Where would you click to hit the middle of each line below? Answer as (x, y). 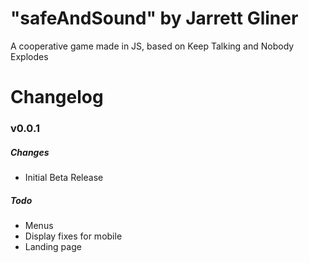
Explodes (29, 56)
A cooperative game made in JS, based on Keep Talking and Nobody (152, 46)
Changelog (57, 97)
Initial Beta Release (64, 178)
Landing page (53, 246)
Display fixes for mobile (73, 236)
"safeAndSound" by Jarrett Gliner (154, 18)
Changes (30, 152)
